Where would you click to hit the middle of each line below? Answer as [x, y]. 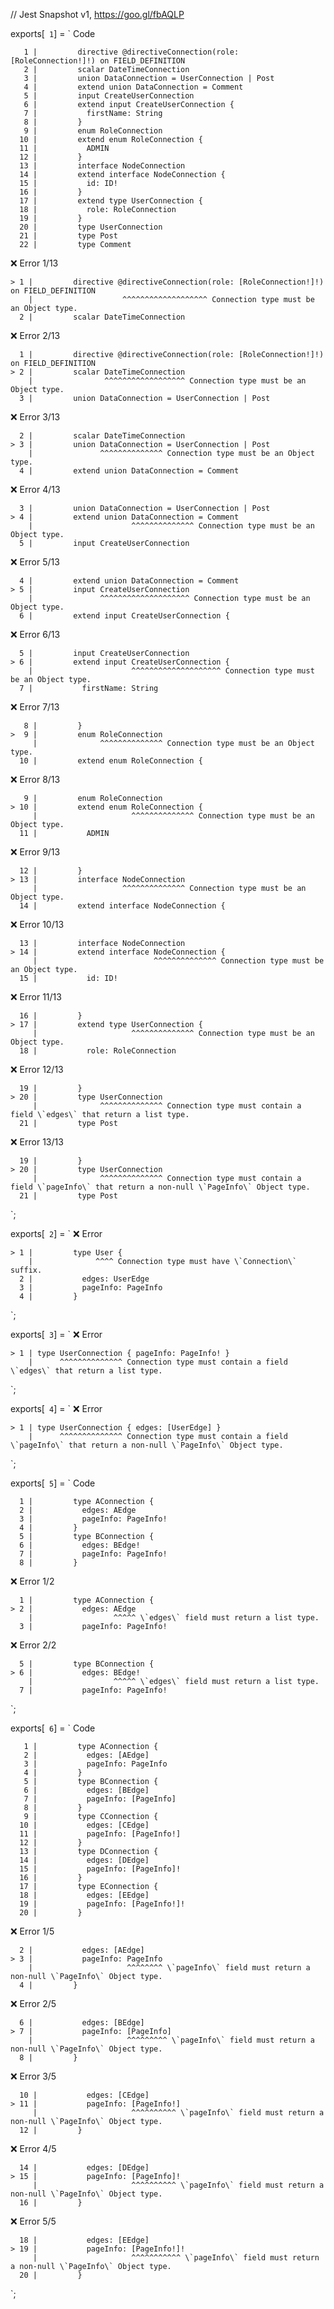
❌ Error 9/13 [35, 852]
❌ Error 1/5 [32, 1931]
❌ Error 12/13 [37, 1069]
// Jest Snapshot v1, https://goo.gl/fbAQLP [97, 14]
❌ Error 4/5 [33, 2148]
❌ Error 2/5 [33, 2003]
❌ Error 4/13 [35, 489]
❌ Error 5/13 [35, 562]
